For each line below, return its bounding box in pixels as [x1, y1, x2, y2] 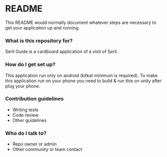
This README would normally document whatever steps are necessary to [5, 19, 157, 25]
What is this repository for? [5, 37, 73, 44]
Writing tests [12, 107, 39, 113]
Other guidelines [12, 117, 47, 123]
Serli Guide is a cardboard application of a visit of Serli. [5, 48, 118, 55]
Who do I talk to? [5, 130, 47, 137]
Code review [12, 112, 39, 118]
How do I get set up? [5, 61, 56, 68]
